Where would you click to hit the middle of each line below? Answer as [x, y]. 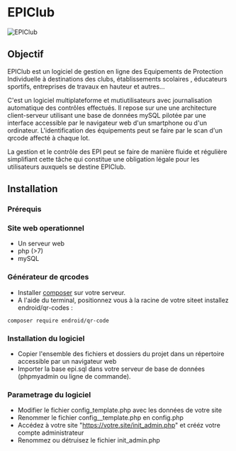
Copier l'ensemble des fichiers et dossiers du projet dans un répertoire [121, 353]
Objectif [26, 54]
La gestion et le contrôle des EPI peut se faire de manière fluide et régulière [117, 151]
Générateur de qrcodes [48, 277]
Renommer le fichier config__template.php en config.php [101, 418]
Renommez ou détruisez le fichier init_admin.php [89, 440]
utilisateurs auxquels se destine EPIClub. [67, 167]
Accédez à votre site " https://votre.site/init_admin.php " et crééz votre [119, 425]
